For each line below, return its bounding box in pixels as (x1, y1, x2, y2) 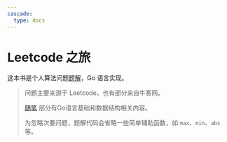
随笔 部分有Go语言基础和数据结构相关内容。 (24, 103, 152, 112)
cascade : (7, 10, 33, 18)
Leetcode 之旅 (7, 49, 91, 65)
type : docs (13, 17, 46, 24)
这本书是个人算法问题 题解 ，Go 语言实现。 (7, 74, 128, 82)
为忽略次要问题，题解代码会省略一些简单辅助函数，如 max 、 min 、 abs (24, 119, 221, 127)
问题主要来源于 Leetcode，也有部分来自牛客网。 (24, 89, 165, 97)
